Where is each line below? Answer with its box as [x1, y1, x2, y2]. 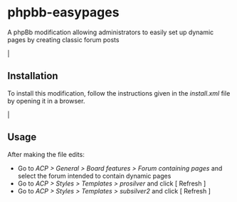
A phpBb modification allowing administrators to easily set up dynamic [7, 28, 214, 36]
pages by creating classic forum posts [7, 35, 120, 44]
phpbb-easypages [7, 4, 120, 21]
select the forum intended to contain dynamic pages [17, 171, 172, 180]
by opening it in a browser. [7, 96, 85, 105]
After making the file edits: [7, 150, 85, 158]
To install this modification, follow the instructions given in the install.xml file [7, 89, 231, 97]
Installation [7, 70, 58, 82]
